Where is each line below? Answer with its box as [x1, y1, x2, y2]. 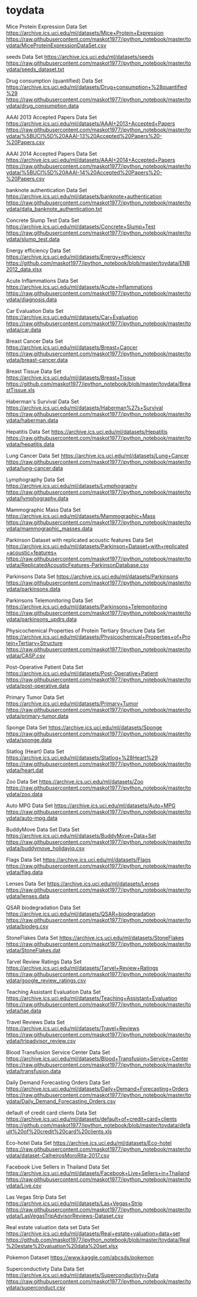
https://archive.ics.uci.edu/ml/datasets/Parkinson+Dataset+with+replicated [6, 543, 189, 550]
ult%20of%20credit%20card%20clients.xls [6, 1128, 112, 1135]
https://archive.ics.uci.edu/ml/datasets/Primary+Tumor [6, 699, 139, 707]
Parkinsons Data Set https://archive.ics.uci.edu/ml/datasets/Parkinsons [6, 573, 179, 580]
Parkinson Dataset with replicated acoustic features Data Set [6, 536, 153, 543]
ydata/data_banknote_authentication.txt [6, 205, 102, 212]
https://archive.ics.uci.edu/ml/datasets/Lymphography [6, 482, 138, 489]
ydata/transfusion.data [6, 1067, 61, 1074]
